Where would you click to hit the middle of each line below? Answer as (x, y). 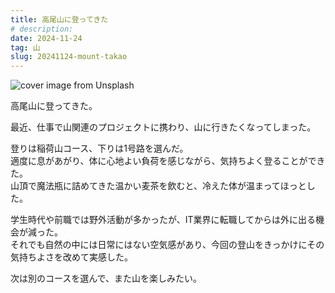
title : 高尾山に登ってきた (59, 19)
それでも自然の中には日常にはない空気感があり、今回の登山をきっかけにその (167, 245)
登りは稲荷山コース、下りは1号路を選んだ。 (99, 148)
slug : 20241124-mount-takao (69, 57)
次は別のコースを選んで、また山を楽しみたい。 (106, 278)
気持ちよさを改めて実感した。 (71, 257)
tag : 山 (25, 47)
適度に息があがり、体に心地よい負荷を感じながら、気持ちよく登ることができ (168, 161)
